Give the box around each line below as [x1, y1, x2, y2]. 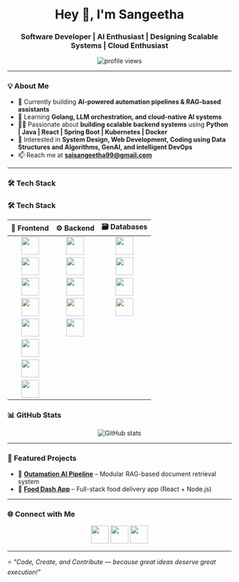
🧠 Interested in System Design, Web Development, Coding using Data [17, 135, 226, 144]
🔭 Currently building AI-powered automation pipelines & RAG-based [17, 97, 222, 106]
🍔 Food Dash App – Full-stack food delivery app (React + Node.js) [17, 485, 212, 493]
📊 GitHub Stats [7, 410, 62, 420]
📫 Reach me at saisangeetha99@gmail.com [17, 151, 152, 159]
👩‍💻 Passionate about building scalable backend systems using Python [17, 120, 229, 129]
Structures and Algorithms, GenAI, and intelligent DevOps [17, 142, 193, 151]
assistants [17, 104, 50, 113]
